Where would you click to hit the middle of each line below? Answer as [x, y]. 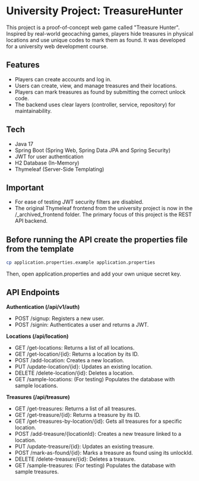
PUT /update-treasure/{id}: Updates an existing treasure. [84, 446]
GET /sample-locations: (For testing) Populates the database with [95, 379]
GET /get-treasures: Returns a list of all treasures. [75, 409]
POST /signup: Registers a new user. [60, 318]
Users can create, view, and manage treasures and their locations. [96, 86]
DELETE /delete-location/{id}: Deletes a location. [74, 373]
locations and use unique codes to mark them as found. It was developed [96, 40]
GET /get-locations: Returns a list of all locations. [75, 347]
